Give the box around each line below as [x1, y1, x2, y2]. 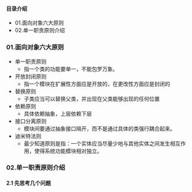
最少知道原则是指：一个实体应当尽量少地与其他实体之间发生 [23, 140, 171, 147]
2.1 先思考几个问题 [6, 179, 51, 187]
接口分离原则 [14, 117, 47, 125]
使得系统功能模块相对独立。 [34, 147, 103, 154]
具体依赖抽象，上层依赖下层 [23, 110, 92, 117]
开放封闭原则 [14, 73, 47, 80]
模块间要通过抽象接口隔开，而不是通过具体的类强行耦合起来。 [23, 125, 176, 132]
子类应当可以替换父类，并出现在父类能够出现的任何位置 [23, 95, 160, 102]
